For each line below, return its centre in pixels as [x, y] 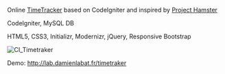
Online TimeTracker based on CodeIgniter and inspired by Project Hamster [113, 10]
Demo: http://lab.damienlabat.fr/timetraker [67, 63]
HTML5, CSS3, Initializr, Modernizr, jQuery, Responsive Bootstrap [99, 36]
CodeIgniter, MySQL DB [40, 23]
